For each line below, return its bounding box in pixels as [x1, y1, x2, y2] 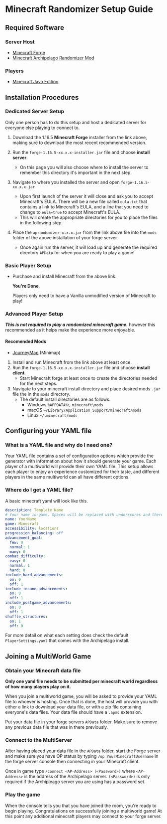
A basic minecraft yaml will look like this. [5, 497, 88, 504]
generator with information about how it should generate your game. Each [5, 458, 157, 464]
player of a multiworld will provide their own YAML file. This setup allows [5, 464, 154, 470]
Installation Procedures [5, 93, 79, 102]
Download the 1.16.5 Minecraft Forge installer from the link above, [12, 134, 148, 140]
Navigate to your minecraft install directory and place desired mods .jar [12, 385, 161, 392]
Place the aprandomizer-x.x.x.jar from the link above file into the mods [12, 229, 157, 235]
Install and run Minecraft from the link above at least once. [12, 359, 132, 365]
